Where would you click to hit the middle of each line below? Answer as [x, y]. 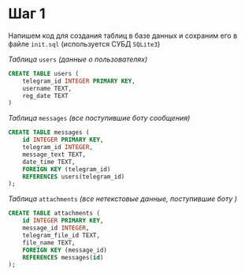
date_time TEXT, [49, 162]
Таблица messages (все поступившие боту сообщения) [99, 118]
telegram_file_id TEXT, [61, 235]
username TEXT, [47, 88]
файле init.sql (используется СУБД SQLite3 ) [84, 43]
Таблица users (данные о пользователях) [78, 59]
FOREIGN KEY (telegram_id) [67, 169]
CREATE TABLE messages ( [49, 132]
